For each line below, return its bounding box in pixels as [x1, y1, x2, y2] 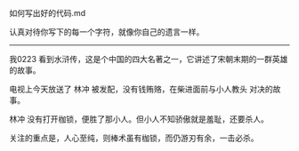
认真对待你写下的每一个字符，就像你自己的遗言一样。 [9, 27, 205, 37]
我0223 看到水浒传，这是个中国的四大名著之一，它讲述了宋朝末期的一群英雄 [9, 54, 288, 64]
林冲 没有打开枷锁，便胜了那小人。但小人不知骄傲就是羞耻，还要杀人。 [9, 114, 269, 124]
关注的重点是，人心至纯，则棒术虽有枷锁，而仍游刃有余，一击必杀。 [9, 132, 259, 143]
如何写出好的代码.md [9, 8, 86, 18]
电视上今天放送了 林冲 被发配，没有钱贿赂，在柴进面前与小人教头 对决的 [9, 83, 273, 94]
